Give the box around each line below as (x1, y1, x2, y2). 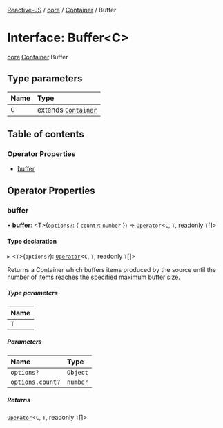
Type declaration (7, 237, 57, 245)
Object (66, 369, 88, 377)
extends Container (37, 105, 97, 115)
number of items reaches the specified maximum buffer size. (7, 273, 181, 282)
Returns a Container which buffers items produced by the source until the (7, 266, 216, 274)
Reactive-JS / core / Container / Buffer (7, 6, 117, 14)
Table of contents (7, 128, 84, 140)
